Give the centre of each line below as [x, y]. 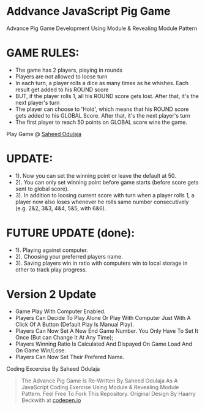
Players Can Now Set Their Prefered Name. [69, 357]
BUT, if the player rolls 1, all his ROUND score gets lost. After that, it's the [107, 96]
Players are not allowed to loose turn [61, 76]
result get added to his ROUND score [62, 89]
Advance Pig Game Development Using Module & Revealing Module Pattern [102, 28]
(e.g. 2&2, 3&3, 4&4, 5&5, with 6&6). [61, 208]
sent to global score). [42, 189]
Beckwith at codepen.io [51, 400]
